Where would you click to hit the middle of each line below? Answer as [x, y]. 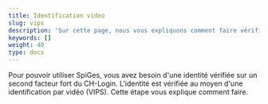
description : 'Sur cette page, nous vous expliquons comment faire [123, 30]
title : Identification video [57, 15]
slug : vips [26, 23]
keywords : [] [30, 38]
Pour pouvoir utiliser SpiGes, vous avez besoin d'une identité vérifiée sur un [133, 75]
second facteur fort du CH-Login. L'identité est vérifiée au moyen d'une [126, 83]
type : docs [26, 52]
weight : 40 [26, 45]
